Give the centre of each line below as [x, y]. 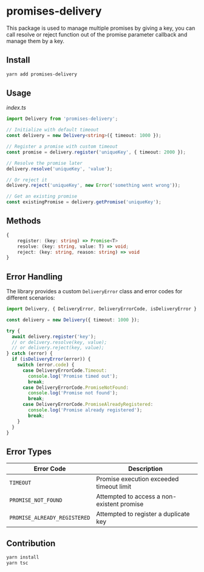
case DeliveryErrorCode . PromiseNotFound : [76, 388]
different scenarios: [31, 298]
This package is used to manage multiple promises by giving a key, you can [101, 28]
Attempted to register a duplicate [143, 514]
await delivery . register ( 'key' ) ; [54, 337]
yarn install [23, 557]
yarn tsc [17, 563]
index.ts [16, 108]
